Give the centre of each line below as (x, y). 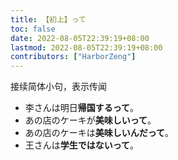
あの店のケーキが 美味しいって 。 (90, 120)
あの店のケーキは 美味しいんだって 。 (99, 133)
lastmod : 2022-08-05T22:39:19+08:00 (86, 47)
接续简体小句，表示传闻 (58, 87)
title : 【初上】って (48, 19)
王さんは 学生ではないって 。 (82, 145)
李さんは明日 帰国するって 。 (82, 108)
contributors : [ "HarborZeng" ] (73, 57)
